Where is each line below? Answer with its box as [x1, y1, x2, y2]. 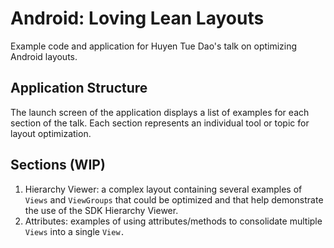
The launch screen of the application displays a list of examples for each [10, 106, 310, 118]
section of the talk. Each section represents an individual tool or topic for [10, 117, 310, 129]
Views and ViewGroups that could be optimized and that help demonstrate [24, 193, 324, 206]
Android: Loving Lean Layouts [10, 7, 265, 30]
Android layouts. [10, 50, 78, 62]
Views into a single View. [24, 225, 125, 237]
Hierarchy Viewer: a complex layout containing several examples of [24, 183, 303, 195]
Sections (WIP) [10, 157, 106, 174]
